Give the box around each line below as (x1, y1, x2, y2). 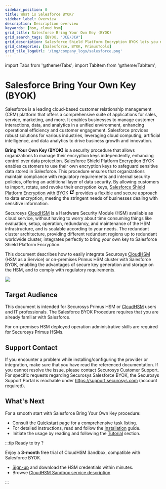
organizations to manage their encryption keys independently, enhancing (5, 153, 154, 159)
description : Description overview (5, 21, 79, 26)
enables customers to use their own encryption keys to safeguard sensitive (5, 163, 158, 169)
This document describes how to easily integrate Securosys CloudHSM (5, 251, 151, 257)
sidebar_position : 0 (5, 7, 48, 12)
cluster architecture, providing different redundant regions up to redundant (5, 231, 157, 237)
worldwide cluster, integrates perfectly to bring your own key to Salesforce (5, 236, 157, 242)
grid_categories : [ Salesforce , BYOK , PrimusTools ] (5, 44, 112, 49)
